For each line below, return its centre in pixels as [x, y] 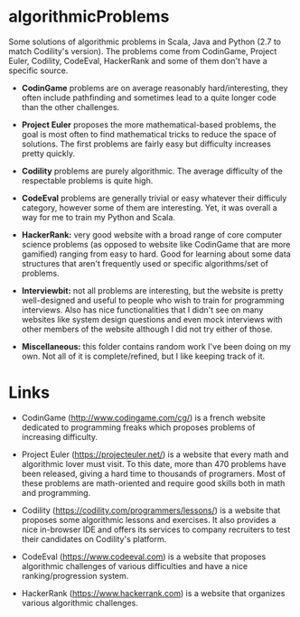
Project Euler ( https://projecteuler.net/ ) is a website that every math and [155, 454]
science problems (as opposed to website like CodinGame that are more [156, 244]
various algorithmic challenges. [80, 603]
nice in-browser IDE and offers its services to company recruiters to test [156, 529]
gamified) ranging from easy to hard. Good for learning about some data [156, 254]
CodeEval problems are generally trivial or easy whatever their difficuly [154, 198]
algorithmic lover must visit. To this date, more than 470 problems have [154, 463]
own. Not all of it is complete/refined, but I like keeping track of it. [143, 356]
